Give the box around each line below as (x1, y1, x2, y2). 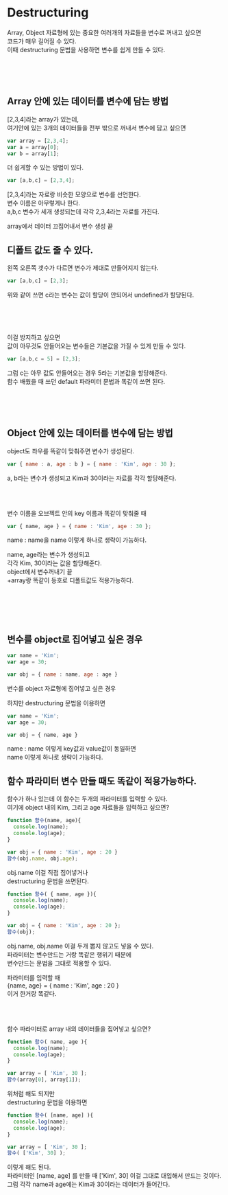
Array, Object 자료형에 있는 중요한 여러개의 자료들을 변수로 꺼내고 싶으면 (7, 28, 202, 36)
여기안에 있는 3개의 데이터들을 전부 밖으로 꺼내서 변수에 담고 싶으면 (7, 124, 186, 132)
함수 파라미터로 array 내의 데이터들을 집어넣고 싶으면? (7, 1025, 151, 1033)
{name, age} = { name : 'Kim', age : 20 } (7, 981, 119, 990)
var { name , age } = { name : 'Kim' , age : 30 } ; (7, 523, 152, 530)
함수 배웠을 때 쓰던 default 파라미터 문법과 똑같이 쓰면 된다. (7, 377, 166, 385)
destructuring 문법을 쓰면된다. (7, 877, 89, 885)
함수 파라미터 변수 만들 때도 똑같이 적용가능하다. (7, 775, 197, 787)
